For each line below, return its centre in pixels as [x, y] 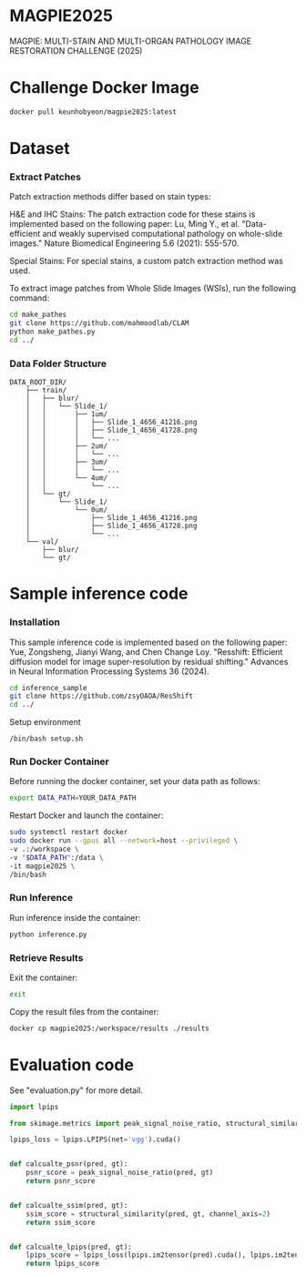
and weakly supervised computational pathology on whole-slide [163, 234]
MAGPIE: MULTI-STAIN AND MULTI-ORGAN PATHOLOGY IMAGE [131, 41]
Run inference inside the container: [75, 917]
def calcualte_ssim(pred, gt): [69, 1205]
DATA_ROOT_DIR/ [38, 383]
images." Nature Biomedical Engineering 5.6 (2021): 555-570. [124, 243]
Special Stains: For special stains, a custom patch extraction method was [147, 261]
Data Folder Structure [58, 363]
